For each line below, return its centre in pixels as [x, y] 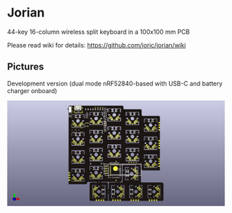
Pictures [26, 67]
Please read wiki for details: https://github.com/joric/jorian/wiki [97, 45]
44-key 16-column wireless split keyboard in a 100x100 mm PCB [98, 32]
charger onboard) [32, 90]
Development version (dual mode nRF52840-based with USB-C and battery [115, 83]
